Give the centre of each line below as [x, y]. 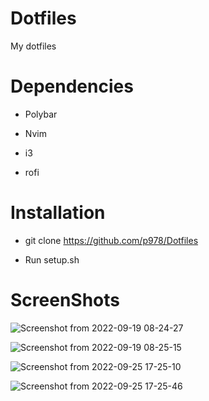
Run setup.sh [52, 259]
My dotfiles [33, 46]
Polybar [41, 114]
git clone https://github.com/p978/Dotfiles [111, 240]
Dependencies [72, 86]
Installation [58, 213]
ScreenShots [65, 300]
